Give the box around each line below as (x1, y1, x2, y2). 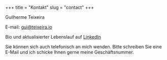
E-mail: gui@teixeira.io (5, 24, 52, 30)
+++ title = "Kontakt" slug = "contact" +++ (5, 5, 94, 10)
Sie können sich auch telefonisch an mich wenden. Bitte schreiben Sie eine (5, 44, 162, 50)
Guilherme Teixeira (5, 14, 45, 20)
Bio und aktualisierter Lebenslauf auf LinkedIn (5, 34, 102, 40)
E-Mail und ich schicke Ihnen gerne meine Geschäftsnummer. (5, 49, 135, 55)
